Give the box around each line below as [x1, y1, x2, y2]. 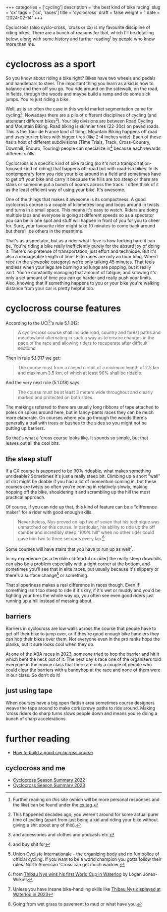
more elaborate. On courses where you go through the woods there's [5, 415, 147, 421]
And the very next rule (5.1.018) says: [5, 380, 81, 386]
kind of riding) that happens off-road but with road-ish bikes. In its [23, 165, 159, 171]
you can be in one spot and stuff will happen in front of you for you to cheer [5, 217, 161, 223]
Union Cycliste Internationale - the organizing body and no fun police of [12, 851, 160, 857]
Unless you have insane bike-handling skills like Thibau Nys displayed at [12, 886, 161, 892]
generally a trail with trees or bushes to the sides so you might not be [5, 420, 147, 426]
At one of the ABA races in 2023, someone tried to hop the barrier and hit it [5, 651, 159, 657]
